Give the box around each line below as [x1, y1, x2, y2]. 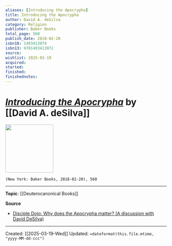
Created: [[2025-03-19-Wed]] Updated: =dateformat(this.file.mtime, [5, 230, 155, 236]
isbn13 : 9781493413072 [5, 46, 54, 51]
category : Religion [5, 22, 47, 27]
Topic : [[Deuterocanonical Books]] [5, 190, 78, 196]
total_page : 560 [5, 31, 40, 36]
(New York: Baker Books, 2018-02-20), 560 [5, 176, 97, 182]
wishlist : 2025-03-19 [5, 55, 52, 60]
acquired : [5, 60, 27, 65]
